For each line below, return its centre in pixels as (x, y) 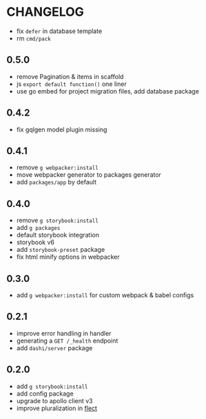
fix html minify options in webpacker (68, 257)
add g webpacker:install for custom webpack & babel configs (105, 295)
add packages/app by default (56, 182)
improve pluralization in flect (57, 408)
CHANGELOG (45, 12)
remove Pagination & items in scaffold (70, 76)
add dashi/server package (54, 347)
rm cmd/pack (33, 38)
